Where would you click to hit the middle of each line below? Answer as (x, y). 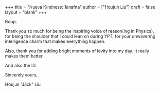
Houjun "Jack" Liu (23, 84)
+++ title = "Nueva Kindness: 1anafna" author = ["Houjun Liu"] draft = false (80, 7)
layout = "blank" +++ (26, 12)
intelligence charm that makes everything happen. (55, 41)
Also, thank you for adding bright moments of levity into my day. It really (77, 51)
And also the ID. (21, 65)
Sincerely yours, (21, 75)
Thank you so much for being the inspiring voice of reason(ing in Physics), (80, 31)
